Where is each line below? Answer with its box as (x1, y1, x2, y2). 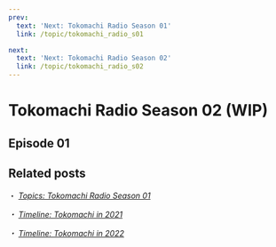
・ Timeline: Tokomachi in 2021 (8, 210, 123, 220)
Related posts (8, 165, 86, 180)
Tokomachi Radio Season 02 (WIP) (8, 100, 268, 121)
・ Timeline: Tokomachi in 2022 (8, 228, 125, 239)
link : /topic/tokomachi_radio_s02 (16, 62, 144, 71)
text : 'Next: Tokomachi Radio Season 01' (16, 21, 172, 30)
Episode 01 (8, 135, 70, 151)
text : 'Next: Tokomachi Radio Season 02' (16, 54, 172, 63)
